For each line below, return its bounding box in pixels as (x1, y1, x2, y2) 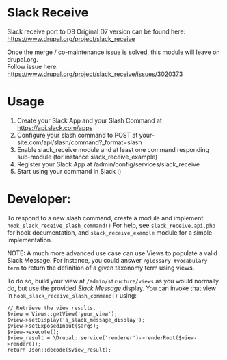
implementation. (7, 235, 53, 244)
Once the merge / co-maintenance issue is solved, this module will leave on (7, 48, 220, 56)
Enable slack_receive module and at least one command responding (16, 145, 210, 153)
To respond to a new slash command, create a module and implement (7, 214, 204, 222)
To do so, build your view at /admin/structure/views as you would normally (7, 277, 219, 285)
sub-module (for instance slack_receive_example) (16, 153, 158, 161)
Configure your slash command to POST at (16, 131, 138, 139)
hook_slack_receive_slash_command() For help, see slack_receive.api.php (7, 221, 216, 229)
